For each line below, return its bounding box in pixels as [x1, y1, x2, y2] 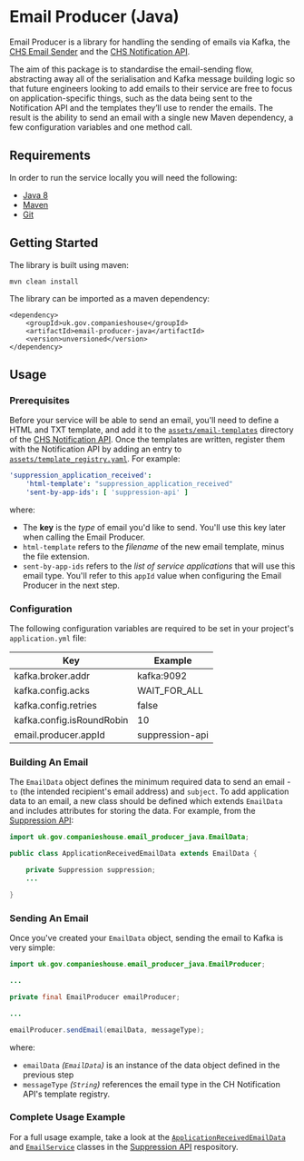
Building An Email [9, 756, 89, 769]
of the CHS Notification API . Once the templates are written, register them [9, 434, 286, 445]
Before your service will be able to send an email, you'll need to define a [9, 415, 279, 426]
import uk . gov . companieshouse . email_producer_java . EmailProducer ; [9, 960, 266, 969]
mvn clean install [9, 277, 79, 286]
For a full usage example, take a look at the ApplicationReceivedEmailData [9, 1131, 286, 1142]
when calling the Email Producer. [22, 531, 145, 542]
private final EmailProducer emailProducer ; [9, 992, 181, 1001]
